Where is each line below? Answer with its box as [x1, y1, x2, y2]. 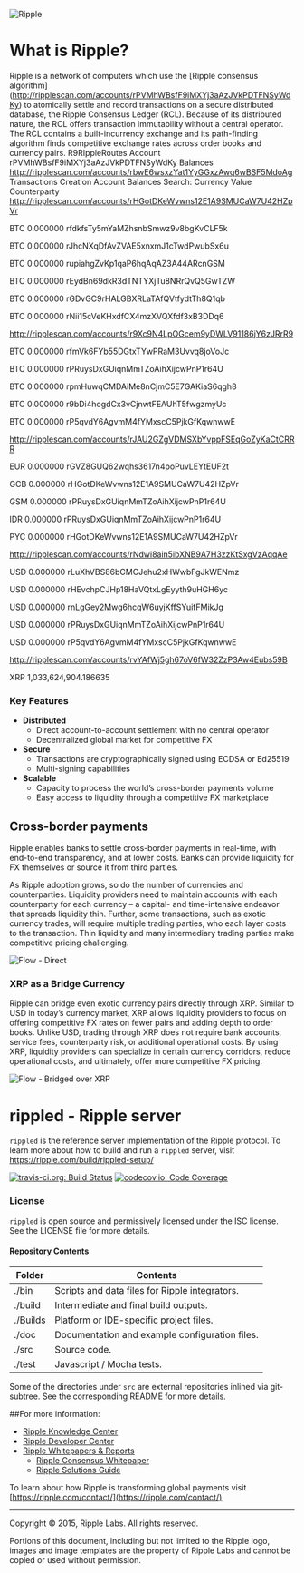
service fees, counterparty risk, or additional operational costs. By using [9, 1037, 279, 1048]
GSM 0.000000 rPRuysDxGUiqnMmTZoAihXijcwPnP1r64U [9, 495, 226, 507]
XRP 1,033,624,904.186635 [9, 671, 110, 682]
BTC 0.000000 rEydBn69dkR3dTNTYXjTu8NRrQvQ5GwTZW [9, 275, 236, 286]
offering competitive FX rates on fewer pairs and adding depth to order [9, 1017, 273, 1029]
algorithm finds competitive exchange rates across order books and [9, 137, 262, 149]
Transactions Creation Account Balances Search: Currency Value [9, 176, 252, 187]
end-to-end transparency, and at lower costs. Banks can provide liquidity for [9, 853, 294, 864]
